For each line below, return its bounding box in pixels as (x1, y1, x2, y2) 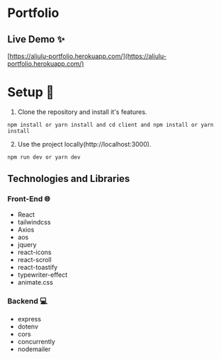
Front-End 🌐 (7, 194, 51, 204)
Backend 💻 (7, 296, 47, 306)
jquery (17, 240, 37, 249)
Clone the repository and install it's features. (17, 108, 147, 116)
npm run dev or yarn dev (7, 154, 81, 161)
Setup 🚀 (7, 84, 55, 101)
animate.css (17, 278, 53, 286)
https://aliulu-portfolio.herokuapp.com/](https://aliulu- (9, 52, 166, 60)
